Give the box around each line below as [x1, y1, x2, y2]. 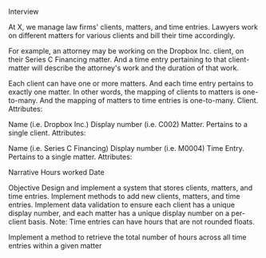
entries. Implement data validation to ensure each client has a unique [8, 200, 236, 209]
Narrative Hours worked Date [8, 168, 105, 177]
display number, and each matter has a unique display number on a [8, 208, 230, 218]
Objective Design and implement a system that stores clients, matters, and [8, 183, 253, 193]
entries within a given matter [8, 241, 102, 250]
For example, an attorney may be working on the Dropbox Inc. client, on [8, 46, 244, 55]
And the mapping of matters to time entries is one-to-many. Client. [39, 96, 259, 105]
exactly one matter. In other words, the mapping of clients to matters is [8, 87, 241, 97]
